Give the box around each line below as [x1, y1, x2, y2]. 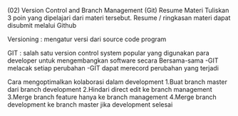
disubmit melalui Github [7, 21, 77, 29]
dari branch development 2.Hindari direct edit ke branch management [7, 85, 212, 93]
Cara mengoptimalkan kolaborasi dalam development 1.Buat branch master [7, 78, 228, 86]
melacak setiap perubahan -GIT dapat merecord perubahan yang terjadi [7, 64, 219, 72]
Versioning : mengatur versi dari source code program [7, 35, 167, 43]
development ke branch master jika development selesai [7, 100, 173, 109]
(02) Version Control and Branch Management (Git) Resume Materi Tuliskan [7, 6, 229, 14]
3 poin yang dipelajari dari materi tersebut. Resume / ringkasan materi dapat [7, 14, 231, 22]
